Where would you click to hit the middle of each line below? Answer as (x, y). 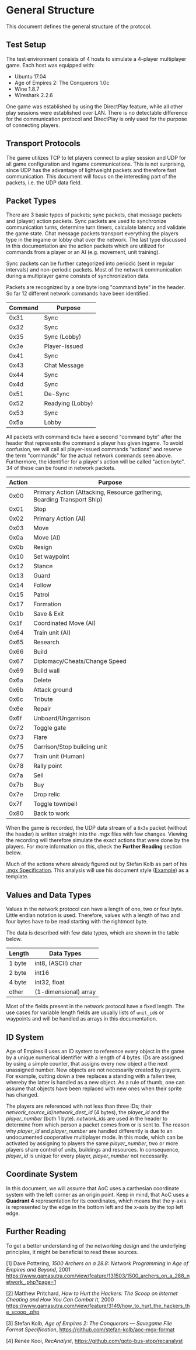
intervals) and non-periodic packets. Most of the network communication (94, 270)
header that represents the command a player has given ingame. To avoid (94, 443)
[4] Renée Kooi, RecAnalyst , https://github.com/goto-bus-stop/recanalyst (94, 1341)
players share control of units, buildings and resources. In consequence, (93, 1150)
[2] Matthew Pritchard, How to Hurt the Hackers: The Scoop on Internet (92, 1293)
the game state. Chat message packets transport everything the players (92, 233)
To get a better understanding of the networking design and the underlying (96, 1246)
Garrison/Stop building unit (70, 747)
